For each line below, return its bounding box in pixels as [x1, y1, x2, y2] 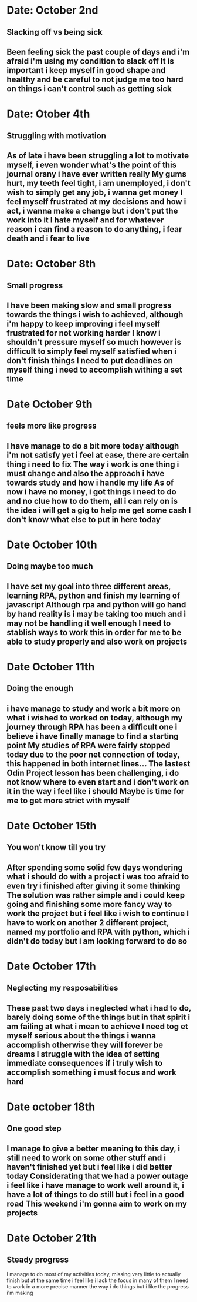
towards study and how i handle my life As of [6, 477, 174, 487]
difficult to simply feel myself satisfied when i [6, 346, 176, 356]
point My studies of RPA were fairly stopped [6, 740, 171, 750]
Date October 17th [6, 959, 96, 973]
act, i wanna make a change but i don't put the [6, 205, 178, 215]
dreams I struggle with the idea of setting [6, 1049, 160, 1059]
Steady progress [6, 1255, 69, 1265]
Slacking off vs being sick [6, 27, 103, 37]
